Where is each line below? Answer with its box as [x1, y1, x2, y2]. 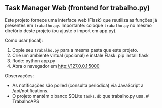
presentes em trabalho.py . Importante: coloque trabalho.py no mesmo [5, 22, 152, 28]
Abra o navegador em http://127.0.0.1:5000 [12, 63, 100, 69]
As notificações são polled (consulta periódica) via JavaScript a [12, 82, 144, 88]
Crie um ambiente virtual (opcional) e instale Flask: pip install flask [12, 52, 149, 58]
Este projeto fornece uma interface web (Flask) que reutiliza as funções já [5, 17, 157, 23]
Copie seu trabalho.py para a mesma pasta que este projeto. [12, 47, 139, 53]
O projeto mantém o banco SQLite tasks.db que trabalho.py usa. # [12, 93, 149, 99]
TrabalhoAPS [12, 98, 39, 104]
